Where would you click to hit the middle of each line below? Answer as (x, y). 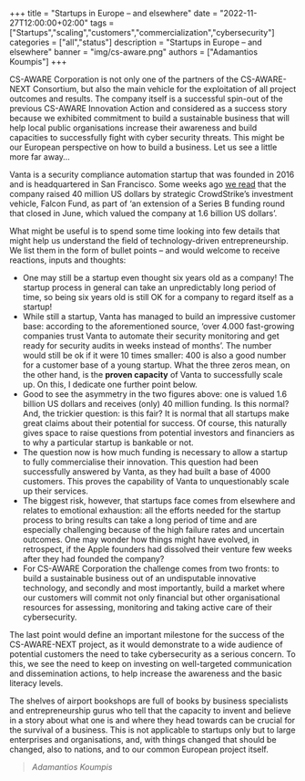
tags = (102, 23)
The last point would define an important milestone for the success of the (147, 635)
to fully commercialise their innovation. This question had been (141, 462)
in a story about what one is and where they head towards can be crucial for (152, 720)
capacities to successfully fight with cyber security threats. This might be (147, 137)
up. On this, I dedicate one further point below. (110, 384)
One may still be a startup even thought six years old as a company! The (158, 278)
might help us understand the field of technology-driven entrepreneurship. (149, 240)
